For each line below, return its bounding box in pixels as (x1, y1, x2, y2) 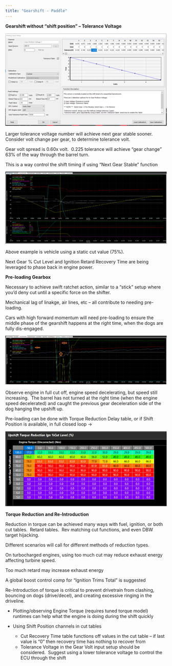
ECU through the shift (20, 655, 67, 661)
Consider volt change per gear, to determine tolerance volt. (5, 136, 131, 143)
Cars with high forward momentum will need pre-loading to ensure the (5, 315, 154, 321)
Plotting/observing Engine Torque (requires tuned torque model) (12, 608, 148, 614)
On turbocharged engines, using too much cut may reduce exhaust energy (5, 551, 163, 558)
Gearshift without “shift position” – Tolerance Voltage (5, 23, 122, 29)
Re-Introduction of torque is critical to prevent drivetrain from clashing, (5, 587, 155, 593)
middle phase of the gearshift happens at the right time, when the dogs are (5, 320, 164, 326)
